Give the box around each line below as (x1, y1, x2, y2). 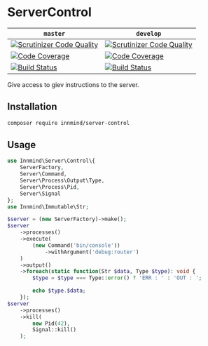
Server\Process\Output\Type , (20, 177, 105, 185)
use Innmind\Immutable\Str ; (7, 203, 90, 211)
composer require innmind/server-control (7, 119, 130, 126)
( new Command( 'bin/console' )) (32, 241, 120, 249)
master (43, 29, 66, 37)
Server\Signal (20, 190, 61, 197)
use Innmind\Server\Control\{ (7, 157, 96, 165)
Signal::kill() (32, 326, 77, 333)
